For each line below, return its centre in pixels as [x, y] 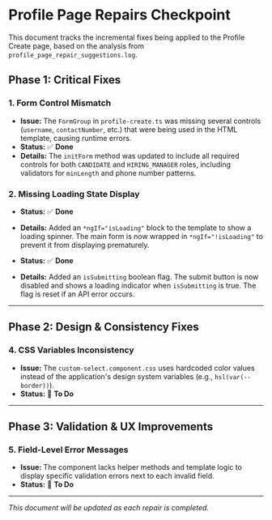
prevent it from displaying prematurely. [85, 245]
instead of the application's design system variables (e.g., [116, 376]
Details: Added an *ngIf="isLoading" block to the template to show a [136, 228]
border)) [35, 386]
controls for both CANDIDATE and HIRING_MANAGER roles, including [125, 164]
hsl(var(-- [233, 377]
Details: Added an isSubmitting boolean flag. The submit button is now [139, 276]
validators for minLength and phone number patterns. [108, 173]
